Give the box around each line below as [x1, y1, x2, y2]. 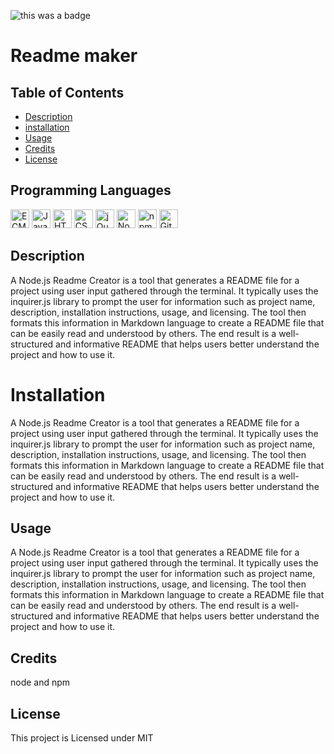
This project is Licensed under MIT [10, 732, 154, 744]
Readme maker [10, 45, 138, 67]
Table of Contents [10, 84, 125, 101]
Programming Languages [10, 182, 172, 199]
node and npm [10, 676, 71, 689]
